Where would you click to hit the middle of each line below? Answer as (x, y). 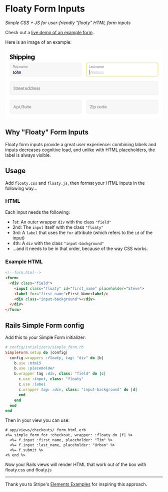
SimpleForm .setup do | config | (37, 352)
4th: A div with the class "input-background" (58, 243)
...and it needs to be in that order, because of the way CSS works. (80, 249)
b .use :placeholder (34, 368)
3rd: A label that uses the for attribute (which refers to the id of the (82, 232)
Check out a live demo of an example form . (49, 32)
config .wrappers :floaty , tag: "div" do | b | (57, 358)
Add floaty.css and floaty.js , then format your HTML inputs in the (75, 183)
